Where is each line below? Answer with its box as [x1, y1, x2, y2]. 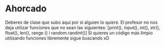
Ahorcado [5, 3, 47, 14]
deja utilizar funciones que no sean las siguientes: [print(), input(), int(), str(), [5, 24, 161, 30]
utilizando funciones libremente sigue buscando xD [5, 35, 109, 41]
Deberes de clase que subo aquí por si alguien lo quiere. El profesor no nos [5, 19, 158, 25]
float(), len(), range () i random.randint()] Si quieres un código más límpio [5, 30, 153, 36]
